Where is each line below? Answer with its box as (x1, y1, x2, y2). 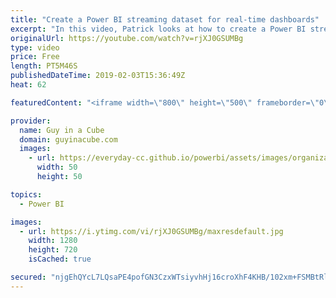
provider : (10, 116, 52, 126)
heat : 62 (10, 80, 47, 90)
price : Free (10, 52, 60, 62)
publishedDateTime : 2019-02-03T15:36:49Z (10, 71, 186, 81)
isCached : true (28, 254, 92, 265)
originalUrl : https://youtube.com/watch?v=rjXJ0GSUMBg (10, 33, 244, 43)
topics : (10, 189, 43, 200)
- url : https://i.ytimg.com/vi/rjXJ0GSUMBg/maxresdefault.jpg (19, 226, 284, 236)
